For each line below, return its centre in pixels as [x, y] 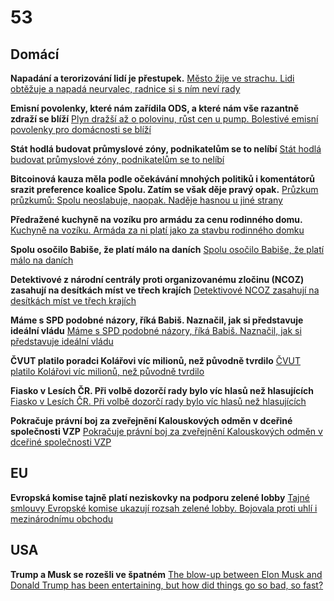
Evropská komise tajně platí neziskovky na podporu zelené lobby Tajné [160, 497]
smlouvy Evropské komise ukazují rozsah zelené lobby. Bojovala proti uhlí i [164, 508]
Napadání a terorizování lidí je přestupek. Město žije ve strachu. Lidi [152, 78]
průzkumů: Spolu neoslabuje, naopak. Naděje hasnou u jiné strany [146, 200]
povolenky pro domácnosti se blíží [81, 129]
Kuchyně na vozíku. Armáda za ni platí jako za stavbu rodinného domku [157, 230]
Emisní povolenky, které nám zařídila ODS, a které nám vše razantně [155, 108]
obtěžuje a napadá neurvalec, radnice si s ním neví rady [125, 89]
